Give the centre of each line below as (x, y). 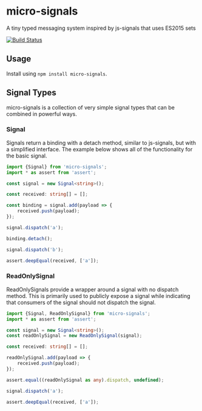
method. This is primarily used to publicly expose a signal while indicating (98, 295)
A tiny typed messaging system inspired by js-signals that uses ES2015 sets (101, 28)
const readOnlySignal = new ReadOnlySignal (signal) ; (74, 336)
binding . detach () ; (29, 238)
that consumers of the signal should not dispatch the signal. (81, 302)
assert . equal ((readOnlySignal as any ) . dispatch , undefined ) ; (85, 380)
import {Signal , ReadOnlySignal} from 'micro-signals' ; (78, 313)
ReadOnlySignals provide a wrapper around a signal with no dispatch (93, 289)
